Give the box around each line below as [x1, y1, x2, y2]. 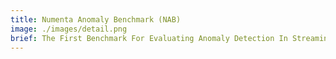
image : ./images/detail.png [10, 24, 128, 34]
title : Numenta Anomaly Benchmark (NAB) [10, 14, 182, 25]
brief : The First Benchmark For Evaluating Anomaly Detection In [10, 33, 288, 43]
